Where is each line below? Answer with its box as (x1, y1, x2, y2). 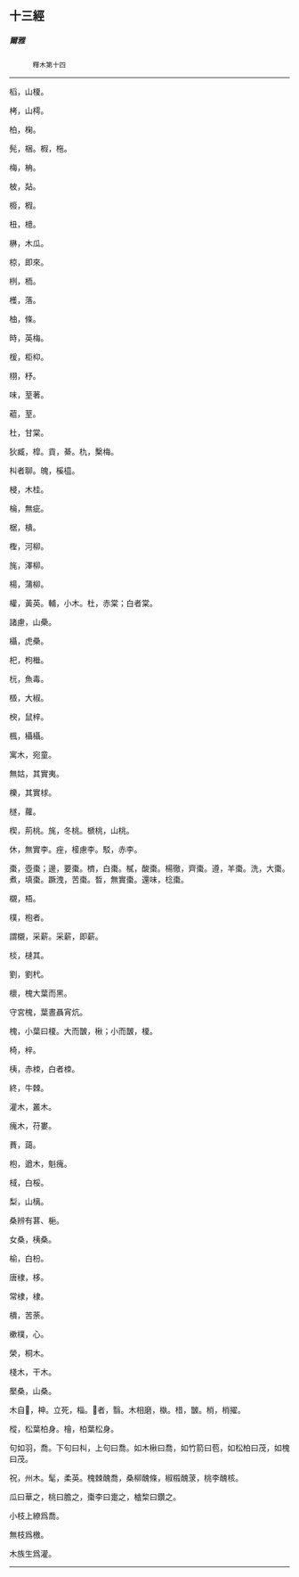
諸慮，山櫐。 (9, 617, 56, 628)
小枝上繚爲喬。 (9, 1510, 64, 1522)
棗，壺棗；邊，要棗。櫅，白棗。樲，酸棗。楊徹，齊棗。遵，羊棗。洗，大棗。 (9, 863, 290, 874)
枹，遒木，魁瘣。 (9, 1158, 72, 1170)
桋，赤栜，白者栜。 (9, 1064, 80, 1074)
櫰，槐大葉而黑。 (9, 988, 72, 998)
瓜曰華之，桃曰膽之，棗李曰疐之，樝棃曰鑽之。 (9, 1491, 181, 1502)
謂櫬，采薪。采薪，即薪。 (9, 931, 103, 942)
